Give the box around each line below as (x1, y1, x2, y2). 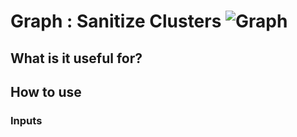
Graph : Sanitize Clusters (10, 10, 222, 33)
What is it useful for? (10, 50, 143, 67)
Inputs (10, 113, 43, 127)
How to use (10, 83, 82, 100)
